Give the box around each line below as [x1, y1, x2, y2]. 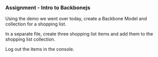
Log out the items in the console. [5, 46, 75, 52]
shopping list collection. [5, 36, 56, 42]
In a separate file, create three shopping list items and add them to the [5, 31, 153, 37]
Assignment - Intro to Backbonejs [5, 4, 91, 11]
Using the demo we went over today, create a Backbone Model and [5, 16, 147, 22]
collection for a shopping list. [5, 21, 66, 27]
